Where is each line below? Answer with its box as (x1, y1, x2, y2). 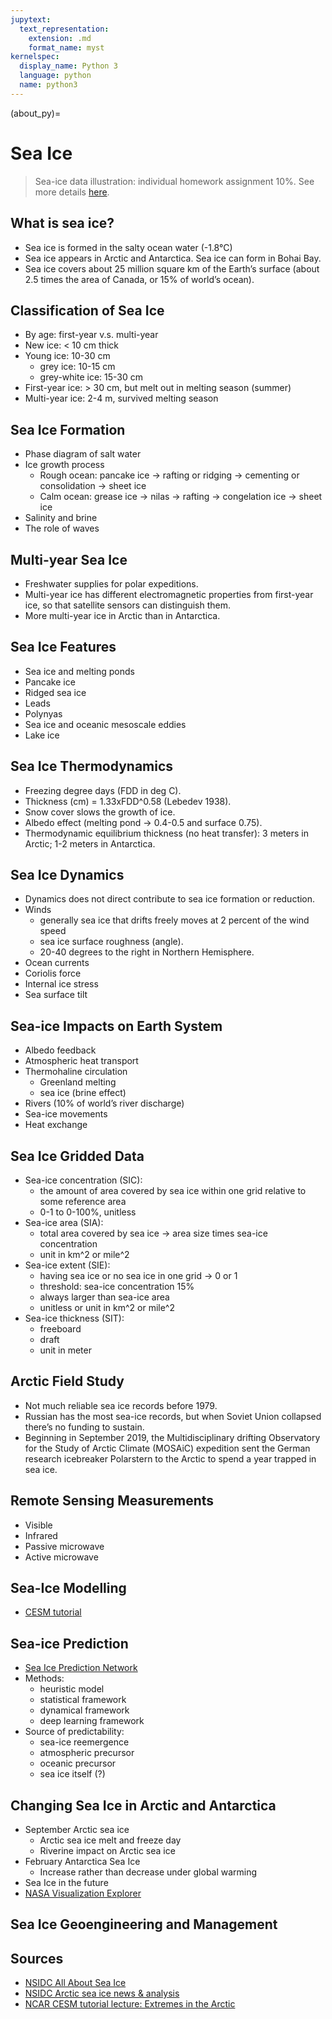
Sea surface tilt (24, 989, 88, 1001)
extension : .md (28, 33, 92, 43)
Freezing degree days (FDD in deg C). (24, 784, 182, 796)
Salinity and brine (24, 512, 98, 524)
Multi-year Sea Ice (10, 551, 128, 568)
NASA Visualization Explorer (24, 1887, 142, 1900)
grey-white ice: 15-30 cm (39, 371, 144, 383)
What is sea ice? (10, 215, 115, 232)
